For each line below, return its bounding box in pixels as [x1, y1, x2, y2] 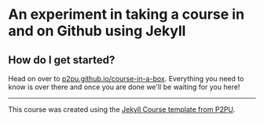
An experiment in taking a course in [8, 5, 245, 23]
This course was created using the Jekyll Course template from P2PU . [8, 105, 236, 114]
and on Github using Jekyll [8, 22, 186, 40]
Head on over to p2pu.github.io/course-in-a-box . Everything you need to [8, 74, 244, 83]
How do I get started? [8, 53, 115, 66]
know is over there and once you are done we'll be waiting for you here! [8, 82, 240, 91]
